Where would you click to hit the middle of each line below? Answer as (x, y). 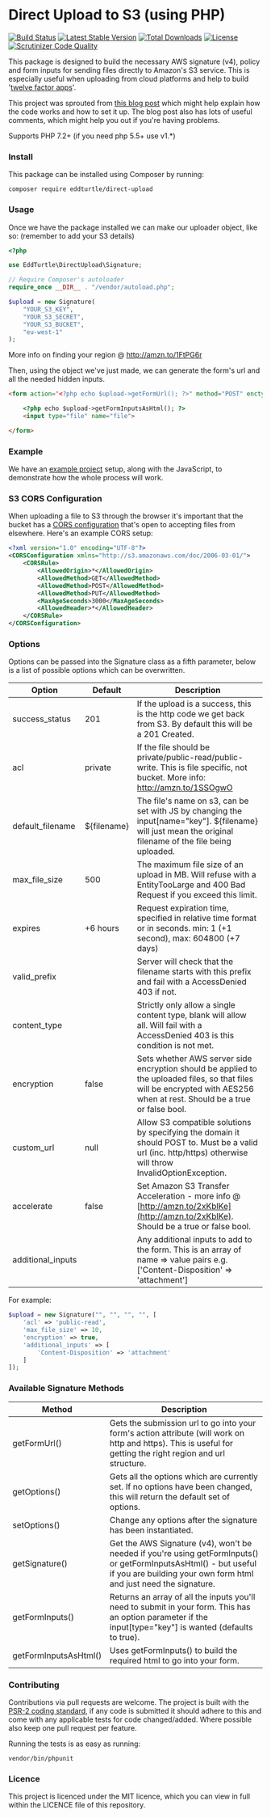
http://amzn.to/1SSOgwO (185, 788)
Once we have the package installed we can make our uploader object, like (133, 227)
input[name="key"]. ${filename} (197, 821)
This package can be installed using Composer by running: (106, 175)
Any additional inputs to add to (194, 1240)
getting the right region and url (167, 1453)
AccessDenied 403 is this (186, 1035)
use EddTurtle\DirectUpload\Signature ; (75, 265)
